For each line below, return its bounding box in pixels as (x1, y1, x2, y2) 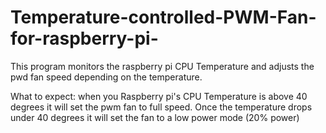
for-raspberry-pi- (10, 27, 159, 50)
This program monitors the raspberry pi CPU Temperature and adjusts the (10, 60, 315, 72)
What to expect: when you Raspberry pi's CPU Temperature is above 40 (10, 90, 308, 102)
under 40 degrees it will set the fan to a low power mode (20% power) (10, 111, 300, 123)
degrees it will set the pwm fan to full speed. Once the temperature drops (10, 101, 313, 113)
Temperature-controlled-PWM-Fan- (10, 6, 317, 29)
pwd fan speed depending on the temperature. (10, 71, 203, 83)
